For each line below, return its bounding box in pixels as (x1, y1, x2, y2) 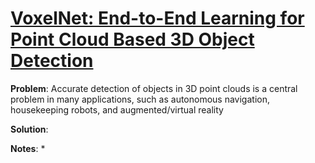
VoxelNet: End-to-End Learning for (10, 7, 305, 30)
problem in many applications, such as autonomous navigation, (10, 93, 270, 105)
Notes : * (10, 142, 46, 154)
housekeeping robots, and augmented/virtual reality (10, 103, 224, 116)
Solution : (10, 123, 49, 135)
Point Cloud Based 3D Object (10, 28, 255, 51)
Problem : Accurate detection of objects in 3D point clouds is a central (10, 82, 298, 94)
